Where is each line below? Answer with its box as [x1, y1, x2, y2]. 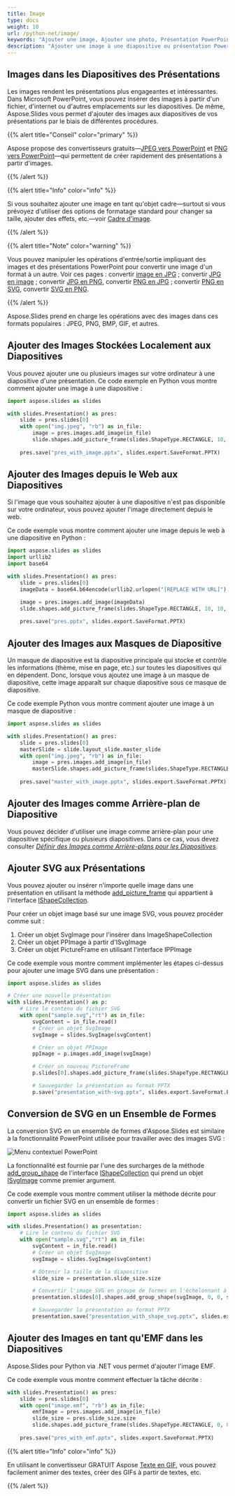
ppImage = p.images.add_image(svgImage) [32, 1050, 152, 1057]
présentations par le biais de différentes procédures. [7, 117, 159, 125]
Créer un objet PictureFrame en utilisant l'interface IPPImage [17, 945, 192, 953]
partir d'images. [7, 159, 53, 167]
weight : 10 [7, 23, 39, 30]
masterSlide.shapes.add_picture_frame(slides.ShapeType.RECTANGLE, [32, 765, 233, 773]
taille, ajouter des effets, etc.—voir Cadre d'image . [7, 214, 152, 222]
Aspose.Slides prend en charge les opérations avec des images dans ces [7, 312, 218, 320]
